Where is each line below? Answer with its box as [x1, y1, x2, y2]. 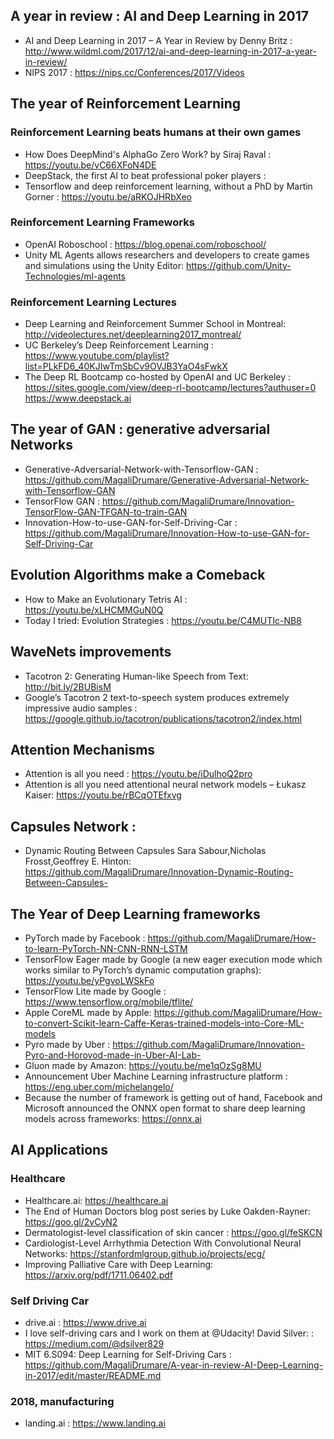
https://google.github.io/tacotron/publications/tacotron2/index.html [24, 712, 302, 724]
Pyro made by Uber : [24, 1038, 111, 1050]
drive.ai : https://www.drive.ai [24, 1316, 147, 1328]
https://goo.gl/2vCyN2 [24, 1215, 118, 1228]
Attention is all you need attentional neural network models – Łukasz [24, 779, 307, 791]
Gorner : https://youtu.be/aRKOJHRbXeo [24, 190, 193, 203]
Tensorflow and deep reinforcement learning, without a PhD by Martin [24, 180, 313, 192]
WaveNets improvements [10, 644, 172, 661]
